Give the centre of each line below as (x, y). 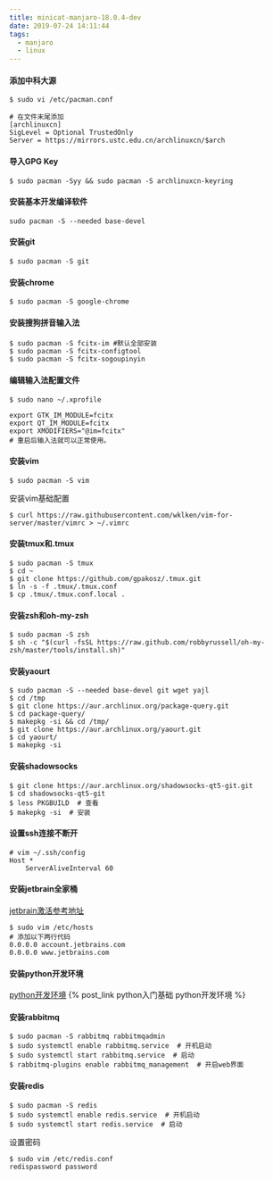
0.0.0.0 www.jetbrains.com (59, 952)
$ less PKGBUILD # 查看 (54, 803)
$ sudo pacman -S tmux (51, 563)
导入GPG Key (34, 161)
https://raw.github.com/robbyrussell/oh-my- (181, 643)
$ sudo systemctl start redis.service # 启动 (96, 1124)
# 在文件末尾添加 (37, 117)
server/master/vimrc (48, 523)
